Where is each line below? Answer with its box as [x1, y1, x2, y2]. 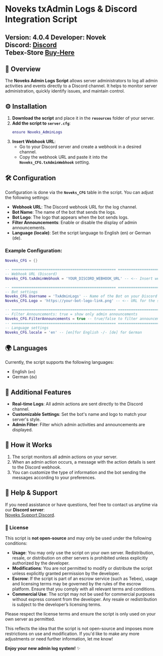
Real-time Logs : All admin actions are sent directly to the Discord [12, 401, 143, 407]
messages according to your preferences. [12, 474, 96, 480]
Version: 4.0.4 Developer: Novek [5, 33, 106, 41]
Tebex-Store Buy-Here [5, 48, 75, 56]
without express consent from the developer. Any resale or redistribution [12, 596, 158, 602]
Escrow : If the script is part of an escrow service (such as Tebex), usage [12, 576, 158, 581]
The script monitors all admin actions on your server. [12, 454, 118, 460]
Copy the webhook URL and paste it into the [19, 154, 108, 160]
